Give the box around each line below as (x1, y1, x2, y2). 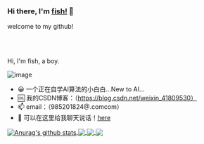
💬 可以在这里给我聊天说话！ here (17, 114, 111, 122)
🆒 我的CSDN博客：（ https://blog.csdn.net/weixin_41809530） (17, 94, 197, 103)
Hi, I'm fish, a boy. (7, 57, 60, 65)
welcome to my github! (7, 22, 74, 31)
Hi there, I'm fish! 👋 (7, 6, 74, 16)
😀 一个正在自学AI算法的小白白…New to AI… (17, 85, 145, 93)
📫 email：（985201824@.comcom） (17, 103, 123, 111)
